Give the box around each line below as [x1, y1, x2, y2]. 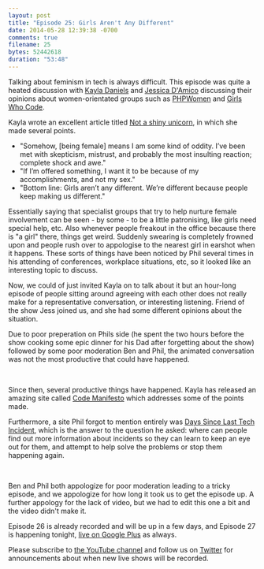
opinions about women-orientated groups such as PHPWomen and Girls [8, 94, 243, 103]
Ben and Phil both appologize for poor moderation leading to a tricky [8, 481, 231, 490]
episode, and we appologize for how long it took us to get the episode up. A [8, 489, 255, 499]
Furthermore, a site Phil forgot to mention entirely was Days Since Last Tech [8, 417, 255, 426]
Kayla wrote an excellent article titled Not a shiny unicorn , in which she [8, 117, 238, 127]
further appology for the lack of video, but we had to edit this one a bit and [8, 497, 251, 507]
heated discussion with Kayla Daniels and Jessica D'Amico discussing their [8, 85, 252, 95]
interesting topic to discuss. [8, 265, 99, 274]
